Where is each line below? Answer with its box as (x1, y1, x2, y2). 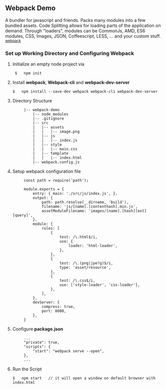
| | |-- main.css (32, 147, 78, 152)
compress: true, (41, 304, 76, 309)
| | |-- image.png (32, 129, 80, 134)
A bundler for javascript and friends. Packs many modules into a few (5, 17, 146, 23)
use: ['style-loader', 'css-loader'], (59, 283, 140, 288)
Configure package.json (12, 326, 63, 332)
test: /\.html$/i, (59, 235, 98, 240)
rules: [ (41, 226, 60, 231)
